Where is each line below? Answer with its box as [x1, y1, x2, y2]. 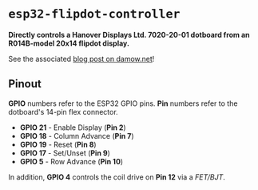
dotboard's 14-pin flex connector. [8, 107, 118, 116]
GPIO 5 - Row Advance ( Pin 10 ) [19, 156, 124, 166]
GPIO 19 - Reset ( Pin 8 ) [19, 139, 97, 149]
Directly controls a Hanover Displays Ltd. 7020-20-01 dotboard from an [8, 30, 250, 39]
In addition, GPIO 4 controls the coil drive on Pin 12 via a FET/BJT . [8, 172, 226, 182]
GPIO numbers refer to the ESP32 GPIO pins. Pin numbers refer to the [8, 99, 238, 108]
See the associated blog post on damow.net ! [8, 54, 155, 63]
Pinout [8, 77, 42, 91]
